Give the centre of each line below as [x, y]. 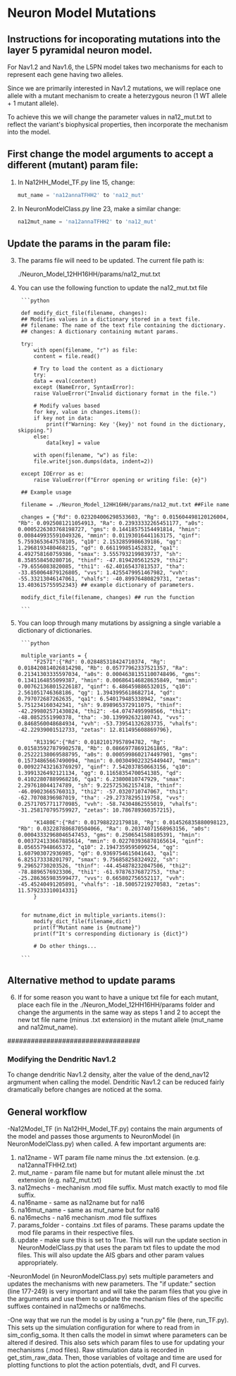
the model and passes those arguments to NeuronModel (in [94, 1137]
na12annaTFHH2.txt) [47, 1165]
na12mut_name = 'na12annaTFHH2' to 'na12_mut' [87, 221]
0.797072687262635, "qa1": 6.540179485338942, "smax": [100, 699]
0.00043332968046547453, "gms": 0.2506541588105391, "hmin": [109, 835]
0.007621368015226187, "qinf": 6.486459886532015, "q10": [104, 687]
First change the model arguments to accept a [110, 154]
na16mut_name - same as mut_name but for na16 [88, 1210]
